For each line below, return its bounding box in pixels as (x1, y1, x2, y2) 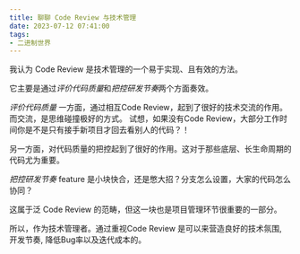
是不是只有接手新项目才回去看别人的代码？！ (24, 125, 190, 136)
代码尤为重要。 (9, 154, 64, 166)
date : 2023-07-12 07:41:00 (9, 22, 110, 31)
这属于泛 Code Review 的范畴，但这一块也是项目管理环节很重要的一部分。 (9, 204, 282, 215)
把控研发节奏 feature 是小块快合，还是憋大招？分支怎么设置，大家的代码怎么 (9, 174, 291, 185)
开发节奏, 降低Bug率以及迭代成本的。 (9, 234, 146, 245)
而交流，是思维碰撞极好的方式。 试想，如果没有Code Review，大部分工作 (9, 113, 280, 124)
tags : (9, 30, 30, 39)
